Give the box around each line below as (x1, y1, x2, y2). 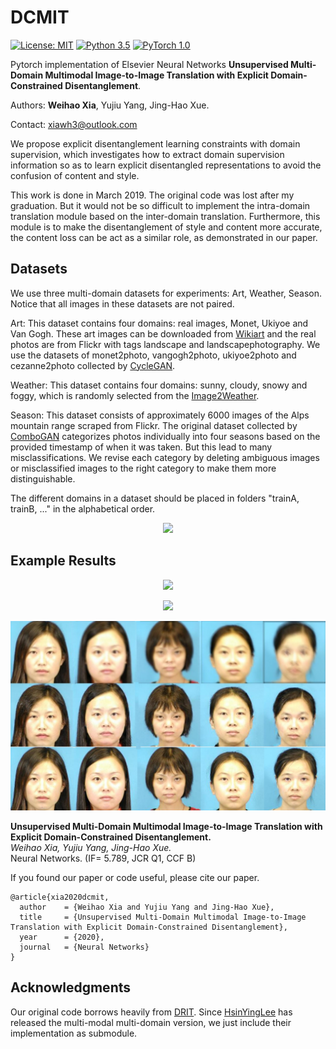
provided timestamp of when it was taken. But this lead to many (10, 441, 273, 453)
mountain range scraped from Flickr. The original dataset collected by (10, 419, 298, 431)
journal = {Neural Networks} (19, 942, 150, 952)
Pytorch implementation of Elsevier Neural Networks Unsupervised (10, 58, 289, 70)
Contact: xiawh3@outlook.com (10, 118, 138, 130)
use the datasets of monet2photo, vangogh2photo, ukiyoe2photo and (10, 349, 297, 361)
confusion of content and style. (10, 169, 140, 181)
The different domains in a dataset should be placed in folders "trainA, (10, 492, 300, 504)
